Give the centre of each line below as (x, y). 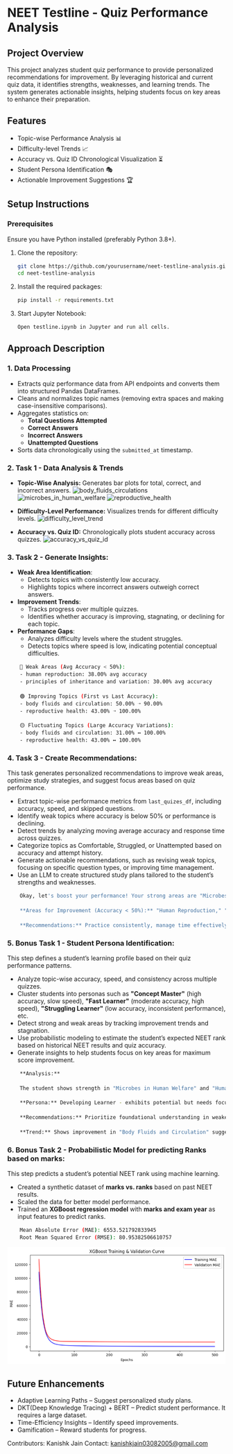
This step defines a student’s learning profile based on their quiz (99, 958)
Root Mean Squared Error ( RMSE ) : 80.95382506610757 (96, 1237)
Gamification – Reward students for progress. (82, 1430)
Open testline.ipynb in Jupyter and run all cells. (93, 327)
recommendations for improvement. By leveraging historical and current (110, 77)
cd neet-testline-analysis (56, 273)
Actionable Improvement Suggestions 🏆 (75, 180)
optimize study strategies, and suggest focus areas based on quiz (102, 780)
